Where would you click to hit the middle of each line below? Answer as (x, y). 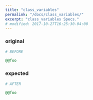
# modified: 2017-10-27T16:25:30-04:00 (47, 24)
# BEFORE (14, 51)
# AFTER (13, 84)
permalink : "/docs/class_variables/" (44, 14)
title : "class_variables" (32, 10)
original (15, 41)
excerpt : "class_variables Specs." (42, 19)
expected (17, 73)
